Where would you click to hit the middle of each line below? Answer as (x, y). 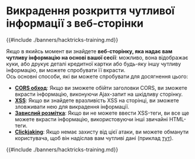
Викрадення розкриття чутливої (90, 11)
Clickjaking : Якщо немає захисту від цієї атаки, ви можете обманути (102, 132)
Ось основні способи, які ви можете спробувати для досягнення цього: (97, 76)
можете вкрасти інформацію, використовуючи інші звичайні (91, 119)
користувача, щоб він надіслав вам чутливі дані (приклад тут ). (94, 138)
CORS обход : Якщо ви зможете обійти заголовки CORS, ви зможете (101, 87)
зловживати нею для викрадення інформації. (72, 106)
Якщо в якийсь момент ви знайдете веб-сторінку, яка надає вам (89, 51)
